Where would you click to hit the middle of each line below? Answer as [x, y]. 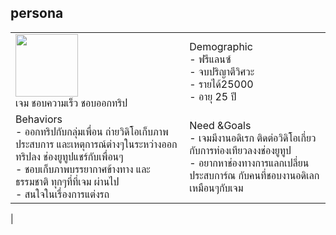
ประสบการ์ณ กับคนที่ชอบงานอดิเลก [254, 175]
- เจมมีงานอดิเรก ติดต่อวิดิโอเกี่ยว [253, 138]
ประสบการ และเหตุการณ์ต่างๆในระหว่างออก [96, 144]
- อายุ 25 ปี [213, 96]
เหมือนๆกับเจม [216, 188]
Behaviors [39, 119]
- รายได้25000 [221, 84]
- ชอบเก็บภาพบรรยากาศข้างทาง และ [83, 169]
